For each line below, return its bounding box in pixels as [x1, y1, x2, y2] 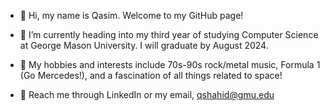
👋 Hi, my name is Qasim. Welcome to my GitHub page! [19, 10, 244, 21]
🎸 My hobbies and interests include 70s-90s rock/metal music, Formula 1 [19, 59, 321, 70]
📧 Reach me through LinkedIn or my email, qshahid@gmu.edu [19, 89, 275, 100]
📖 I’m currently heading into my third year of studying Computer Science [19, 29, 319, 40]
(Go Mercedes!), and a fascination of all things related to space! [19, 70, 283, 81]
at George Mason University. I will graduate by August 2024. [19, 40, 269, 51]
